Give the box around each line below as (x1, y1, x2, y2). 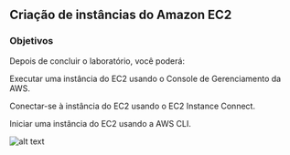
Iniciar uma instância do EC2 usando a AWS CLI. (9, 118, 192, 129)
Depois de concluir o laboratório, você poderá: (9, 55, 186, 67)
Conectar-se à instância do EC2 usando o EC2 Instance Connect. (9, 100, 256, 111)
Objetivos (9, 35, 54, 47)
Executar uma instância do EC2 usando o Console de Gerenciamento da (9, 73, 282, 84)
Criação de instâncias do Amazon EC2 (9, 7, 232, 23)
